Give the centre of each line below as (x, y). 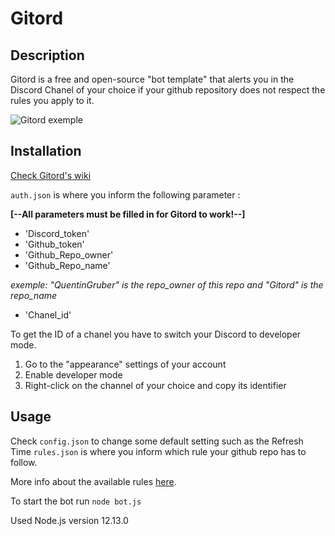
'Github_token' (54, 244)
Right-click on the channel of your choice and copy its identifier (155, 385)
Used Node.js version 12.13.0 (69, 520)
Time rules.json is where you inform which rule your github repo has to (158, 451)
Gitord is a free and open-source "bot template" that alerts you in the (152, 79)
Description (47, 55)
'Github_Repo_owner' (69, 254)
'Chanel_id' (48, 314)
